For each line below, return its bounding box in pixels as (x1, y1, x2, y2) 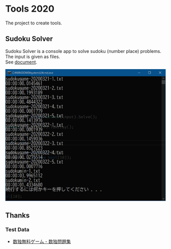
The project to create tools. (5, 20, 63, 26)
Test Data (5, 226, 30, 233)
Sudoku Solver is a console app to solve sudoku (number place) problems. (5, 48, 162, 54)
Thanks (5, 211, 30, 220)
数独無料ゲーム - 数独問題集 (12, 238, 71, 244)
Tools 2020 (5, 3, 54, 15)
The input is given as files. (5, 53, 60, 59)
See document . (5, 59, 37, 65)
